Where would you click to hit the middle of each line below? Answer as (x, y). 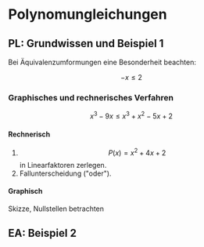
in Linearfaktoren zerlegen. (63, 165)
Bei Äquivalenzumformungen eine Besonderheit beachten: (102, 62)
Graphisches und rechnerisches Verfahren (91, 97)
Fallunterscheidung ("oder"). (65, 173)
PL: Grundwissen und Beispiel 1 (86, 44)
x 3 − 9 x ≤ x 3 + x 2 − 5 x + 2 (131, 115)
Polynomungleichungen (88, 15)
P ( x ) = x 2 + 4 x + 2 (137, 152)
